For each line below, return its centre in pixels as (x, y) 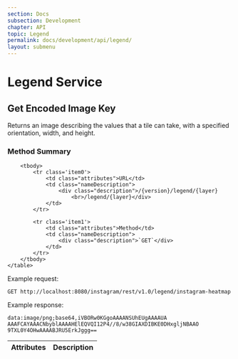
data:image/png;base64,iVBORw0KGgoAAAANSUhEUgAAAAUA (87, 318)
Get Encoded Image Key (62, 108)
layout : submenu (31, 47)
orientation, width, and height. (52, 133)
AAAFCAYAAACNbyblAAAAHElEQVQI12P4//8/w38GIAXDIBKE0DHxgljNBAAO (103, 324)
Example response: (36, 305)
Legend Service (55, 82)
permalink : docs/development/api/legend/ (70, 41)
